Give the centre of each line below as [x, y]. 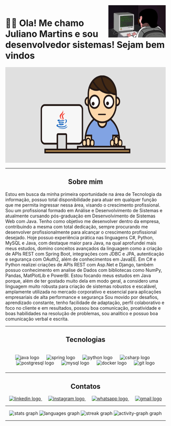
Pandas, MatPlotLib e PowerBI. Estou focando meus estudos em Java [78, 275]
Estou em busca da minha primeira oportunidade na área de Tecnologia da [83, 194]
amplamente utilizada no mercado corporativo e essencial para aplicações [83, 292]
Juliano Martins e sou [52, 34]
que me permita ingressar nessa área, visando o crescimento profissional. [83, 205]
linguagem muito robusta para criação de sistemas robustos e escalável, [81, 286]
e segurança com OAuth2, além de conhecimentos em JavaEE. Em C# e [81, 259]
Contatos [85, 386]
